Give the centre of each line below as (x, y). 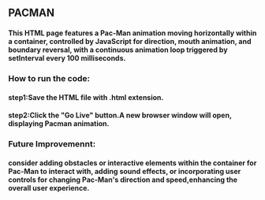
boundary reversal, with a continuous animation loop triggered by (118, 50)
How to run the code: (49, 78)
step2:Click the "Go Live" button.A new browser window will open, (120, 115)
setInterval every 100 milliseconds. (67, 57)
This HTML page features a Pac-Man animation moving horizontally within (132, 33)
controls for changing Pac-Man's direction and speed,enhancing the (123, 180)
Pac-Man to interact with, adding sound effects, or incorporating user (125, 171)
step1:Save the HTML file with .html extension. (86, 97)
